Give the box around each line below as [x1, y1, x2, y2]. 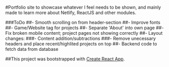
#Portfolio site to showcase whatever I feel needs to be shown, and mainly [5, 5, 161, 10]
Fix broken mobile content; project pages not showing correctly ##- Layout [5, 30, 163, 36]
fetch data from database [5, 46, 59, 52]
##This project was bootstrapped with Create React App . [5, 56, 125, 62]
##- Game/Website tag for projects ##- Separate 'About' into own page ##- [5, 25, 164, 31]
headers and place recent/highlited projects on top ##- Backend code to [5, 41, 157, 47]
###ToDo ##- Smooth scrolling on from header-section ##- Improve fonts [5, 20, 160, 25]
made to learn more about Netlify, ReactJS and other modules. [5, 10, 136, 16]
